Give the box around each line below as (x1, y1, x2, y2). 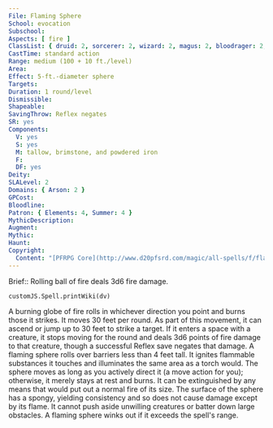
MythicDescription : (8, 216, 75, 225)
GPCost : (8, 193, 35, 202)
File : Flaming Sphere (8, 11, 82, 20)
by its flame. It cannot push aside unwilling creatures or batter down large (8, 401, 255, 411)
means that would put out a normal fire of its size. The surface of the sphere (8, 384, 264, 394)
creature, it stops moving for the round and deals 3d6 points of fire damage (8, 332, 262, 342)
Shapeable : (8, 103, 45, 111)
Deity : (8, 171, 31, 179)
